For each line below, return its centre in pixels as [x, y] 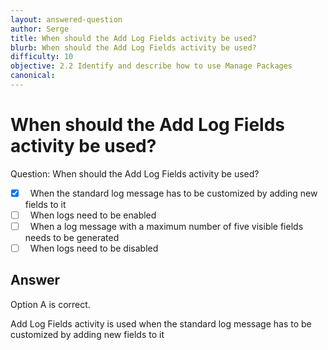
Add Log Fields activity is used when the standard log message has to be [161, 323]
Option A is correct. [50, 304]
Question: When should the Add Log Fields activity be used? [135, 173]
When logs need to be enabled [93, 215]
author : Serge [40, 29]
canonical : [33, 76]
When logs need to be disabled [94, 248]
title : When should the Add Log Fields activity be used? [133, 38]
